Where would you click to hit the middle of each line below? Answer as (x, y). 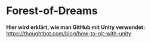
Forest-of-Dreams (52, 11)
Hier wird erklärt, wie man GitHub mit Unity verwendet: (75, 27)
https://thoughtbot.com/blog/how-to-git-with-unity (69, 33)
